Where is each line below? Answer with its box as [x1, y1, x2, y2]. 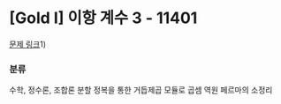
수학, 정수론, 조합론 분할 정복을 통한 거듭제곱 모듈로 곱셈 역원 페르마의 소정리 [9, 85, 273, 95]
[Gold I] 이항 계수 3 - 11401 [9, 8, 198, 28]
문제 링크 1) [9, 39, 47, 49]
